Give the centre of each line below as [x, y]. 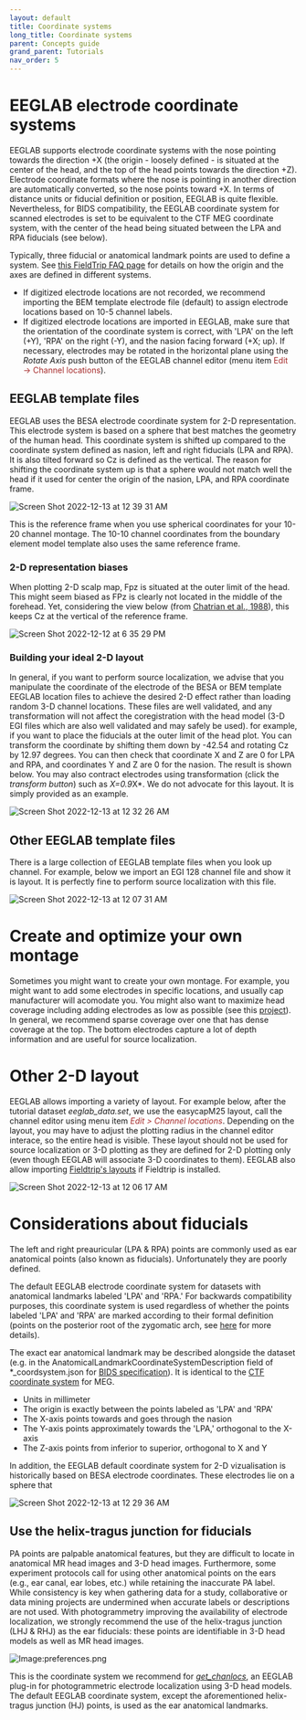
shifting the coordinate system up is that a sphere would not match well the [151, 469]
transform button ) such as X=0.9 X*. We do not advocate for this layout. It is [152, 784]
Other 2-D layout [74, 1076]
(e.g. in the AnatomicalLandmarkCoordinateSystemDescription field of [142, 1362]
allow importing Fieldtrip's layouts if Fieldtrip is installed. [115, 1169]
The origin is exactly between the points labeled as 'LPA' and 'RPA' [148, 1409]
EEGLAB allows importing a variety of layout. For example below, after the [148, 1102]
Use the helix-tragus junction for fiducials [131, 1531]
